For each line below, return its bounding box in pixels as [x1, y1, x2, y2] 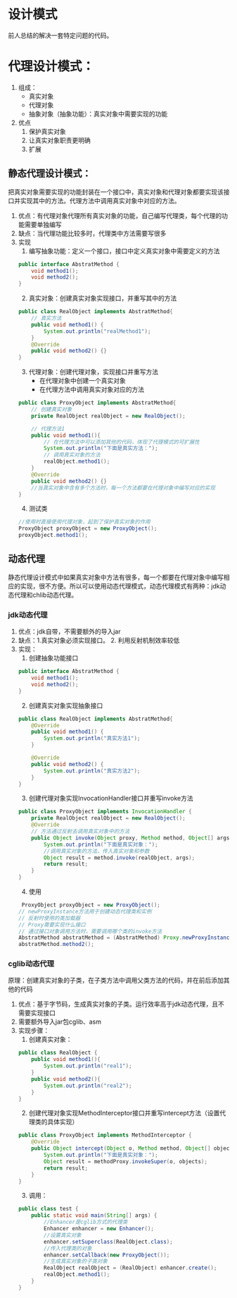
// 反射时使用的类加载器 [18, 914, 81, 921]
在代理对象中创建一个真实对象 [39, 377, 126, 385]
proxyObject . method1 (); [18, 532, 89, 539]
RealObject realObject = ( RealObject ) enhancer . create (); [44, 1264, 217, 1272]
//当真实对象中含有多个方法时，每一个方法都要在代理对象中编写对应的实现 [31, 484, 216, 491]
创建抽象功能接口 [28, 654, 79, 662]
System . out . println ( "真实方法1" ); [44, 735, 141, 742]
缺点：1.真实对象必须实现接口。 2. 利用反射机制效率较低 [18, 636, 180, 645]
